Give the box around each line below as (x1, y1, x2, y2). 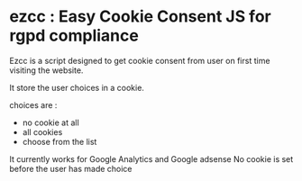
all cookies (22, 126, 63, 137)
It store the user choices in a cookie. (9, 82, 144, 93)
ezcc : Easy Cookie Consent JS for (9, 6, 272, 27)
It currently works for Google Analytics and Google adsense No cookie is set (9, 153, 294, 164)
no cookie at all (22, 117, 79, 128)
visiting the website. (9, 65, 84, 76)
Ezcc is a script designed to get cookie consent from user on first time (9, 55, 270, 66)
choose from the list (22, 136, 97, 147)
